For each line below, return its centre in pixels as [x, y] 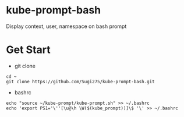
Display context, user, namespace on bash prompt [66, 26]
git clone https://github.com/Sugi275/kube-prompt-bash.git [81, 81]
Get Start [28, 50]
